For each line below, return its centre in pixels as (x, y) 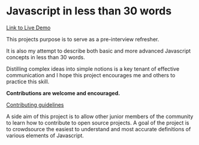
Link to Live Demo (28, 28)
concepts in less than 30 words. (46, 57)
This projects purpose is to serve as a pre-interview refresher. (83, 39)
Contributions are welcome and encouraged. (63, 93)
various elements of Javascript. (45, 135)
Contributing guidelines (35, 105)
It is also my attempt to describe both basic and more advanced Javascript (99, 51)
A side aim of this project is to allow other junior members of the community (100, 116)
